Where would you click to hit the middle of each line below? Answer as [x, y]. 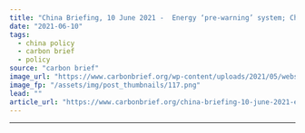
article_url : [34, 102]
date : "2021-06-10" [46, 26]
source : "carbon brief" [54, 69]
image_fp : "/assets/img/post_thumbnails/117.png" [105, 85]
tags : [20, 34]
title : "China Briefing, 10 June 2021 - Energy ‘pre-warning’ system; [148, 18]
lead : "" [26, 93]
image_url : [30, 77]
